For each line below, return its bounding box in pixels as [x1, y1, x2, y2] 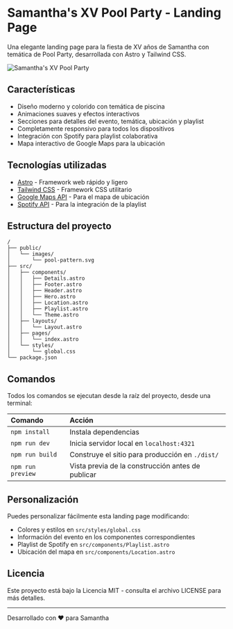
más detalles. [7, 594, 46, 602]
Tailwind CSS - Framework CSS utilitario [17, 185, 132, 193]
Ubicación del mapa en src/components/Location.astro [17, 548, 175, 556]
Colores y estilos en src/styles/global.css [17, 525, 141, 534]
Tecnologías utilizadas [7, 159, 107, 171]
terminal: [7, 399, 33, 408]
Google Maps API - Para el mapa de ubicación [17, 193, 150, 201]
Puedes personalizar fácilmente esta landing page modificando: [7, 512, 189, 520]
